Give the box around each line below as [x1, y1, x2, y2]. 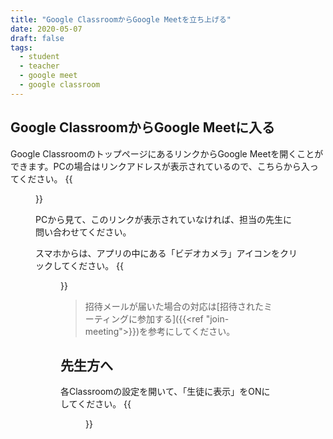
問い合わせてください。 [35, 226, 132, 238]
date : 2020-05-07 [10, 24, 83, 34]
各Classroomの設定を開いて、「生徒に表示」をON [60, 386, 262, 398]
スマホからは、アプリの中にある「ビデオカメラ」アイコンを [35, 247, 280, 259]
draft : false [10, 33, 65, 43]
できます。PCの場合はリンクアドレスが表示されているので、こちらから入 [10, 160, 310, 172]
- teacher [19, 61, 60, 71]
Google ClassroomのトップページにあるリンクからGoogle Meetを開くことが [10, 147, 324, 160]
